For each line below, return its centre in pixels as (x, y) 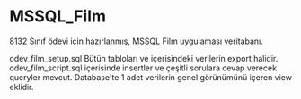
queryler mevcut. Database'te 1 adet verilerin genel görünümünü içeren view (150, 77)
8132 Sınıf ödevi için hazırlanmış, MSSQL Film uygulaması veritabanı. (136, 41)
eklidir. (22, 87)
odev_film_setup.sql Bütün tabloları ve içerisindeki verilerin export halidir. (144, 58)
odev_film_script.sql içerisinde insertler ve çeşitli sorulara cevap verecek (143, 68)
